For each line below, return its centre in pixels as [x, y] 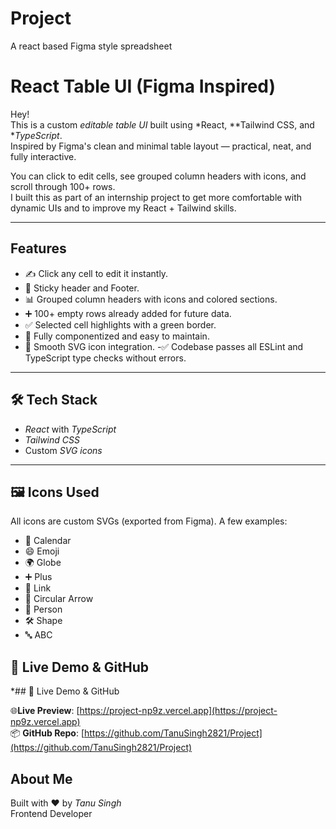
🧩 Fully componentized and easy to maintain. [117, 336]
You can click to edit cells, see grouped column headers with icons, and [158, 176]
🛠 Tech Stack [54, 400]
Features [38, 248]
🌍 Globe [43, 563]
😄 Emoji [42, 551]
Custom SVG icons [63, 450]
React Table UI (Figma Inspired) [143, 86]
